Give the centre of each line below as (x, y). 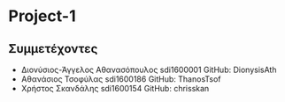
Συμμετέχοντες (53, 49)
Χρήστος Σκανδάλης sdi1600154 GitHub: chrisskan (115, 88)
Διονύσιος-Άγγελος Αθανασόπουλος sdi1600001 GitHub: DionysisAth (149, 69)
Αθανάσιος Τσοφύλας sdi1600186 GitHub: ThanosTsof (121, 79)
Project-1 (42, 16)
